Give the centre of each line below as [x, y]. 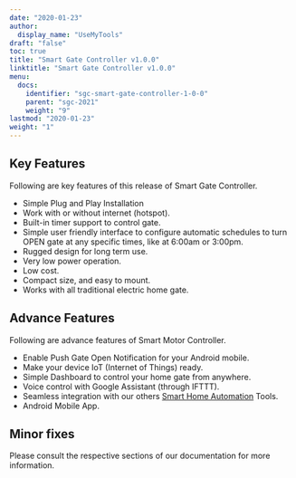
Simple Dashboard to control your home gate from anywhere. [137, 377]
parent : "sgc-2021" [62, 102]
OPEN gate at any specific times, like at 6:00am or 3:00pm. [133, 242]
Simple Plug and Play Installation [83, 203]
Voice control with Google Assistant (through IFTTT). [121, 387]
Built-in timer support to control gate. [91, 222]
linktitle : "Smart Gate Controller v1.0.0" [93, 69]
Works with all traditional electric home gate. [105, 290]
